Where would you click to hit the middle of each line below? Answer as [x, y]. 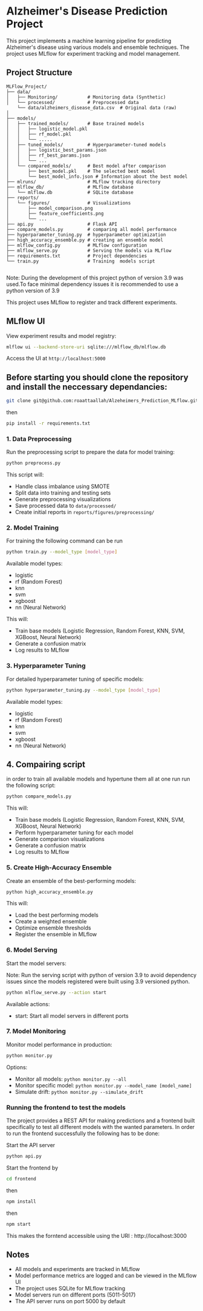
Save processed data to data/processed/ [66, 506]
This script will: [25, 475]
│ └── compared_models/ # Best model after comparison [86, 166]
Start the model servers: [36, 963]
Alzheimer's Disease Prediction [87, 11]
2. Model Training [33, 528]
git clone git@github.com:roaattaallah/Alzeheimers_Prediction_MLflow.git [102, 401]
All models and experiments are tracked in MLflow [77, 1269]
